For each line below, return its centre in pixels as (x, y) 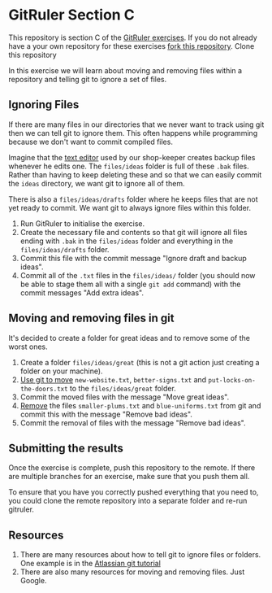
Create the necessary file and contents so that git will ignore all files (134, 232)
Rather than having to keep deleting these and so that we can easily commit (135, 174)
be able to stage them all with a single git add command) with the (130, 284)
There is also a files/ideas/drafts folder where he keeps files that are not (133, 199)
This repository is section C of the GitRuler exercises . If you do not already (133, 37)
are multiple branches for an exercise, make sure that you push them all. (129, 477)
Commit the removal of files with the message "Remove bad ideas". (133, 423)
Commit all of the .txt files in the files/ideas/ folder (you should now (138, 275)
